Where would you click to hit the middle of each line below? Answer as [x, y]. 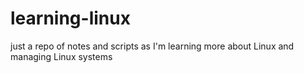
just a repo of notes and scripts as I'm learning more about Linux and [152, 46]
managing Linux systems [61, 56]
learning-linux [70, 18]
